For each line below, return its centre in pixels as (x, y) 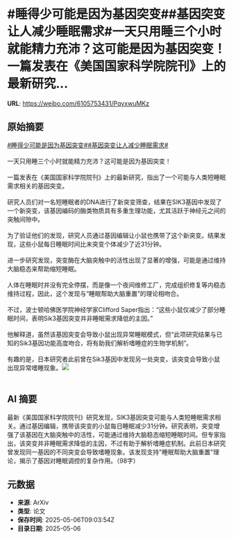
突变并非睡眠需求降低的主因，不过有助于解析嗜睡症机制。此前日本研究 (126, 443)
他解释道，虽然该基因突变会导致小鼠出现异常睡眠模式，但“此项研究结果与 (112, 334)
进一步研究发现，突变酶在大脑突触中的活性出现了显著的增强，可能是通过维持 (116, 260)
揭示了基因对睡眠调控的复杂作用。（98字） (79, 461)
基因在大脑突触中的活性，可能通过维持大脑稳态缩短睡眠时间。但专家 (122, 434)
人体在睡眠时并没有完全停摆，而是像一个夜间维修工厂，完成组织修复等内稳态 (116, 285)
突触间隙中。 (25, 219)
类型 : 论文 (31, 511)
